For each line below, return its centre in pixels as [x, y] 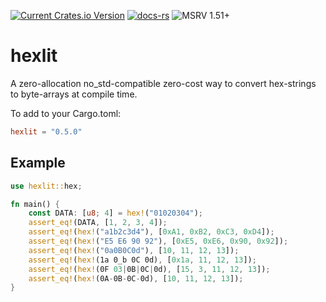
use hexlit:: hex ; [46, 186]
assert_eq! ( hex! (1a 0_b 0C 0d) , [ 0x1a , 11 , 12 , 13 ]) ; [142, 260]
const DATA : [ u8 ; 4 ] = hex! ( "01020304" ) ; [115, 213]
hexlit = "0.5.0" [46, 131]
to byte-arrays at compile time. [74, 94]
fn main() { [35, 204]
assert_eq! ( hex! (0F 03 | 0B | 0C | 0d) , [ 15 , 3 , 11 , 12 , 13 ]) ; [149, 269]
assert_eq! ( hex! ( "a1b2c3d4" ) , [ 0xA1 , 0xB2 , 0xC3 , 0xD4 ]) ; [151, 232]
